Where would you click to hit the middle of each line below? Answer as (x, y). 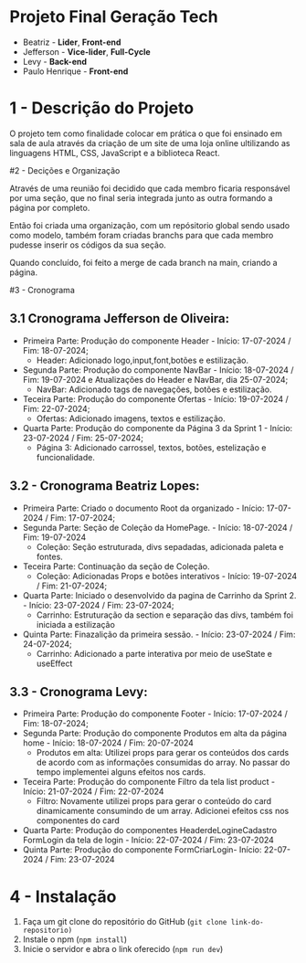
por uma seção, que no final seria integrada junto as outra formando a (141, 197)
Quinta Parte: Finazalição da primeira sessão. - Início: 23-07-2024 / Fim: (159, 634)
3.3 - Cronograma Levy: (79, 692)
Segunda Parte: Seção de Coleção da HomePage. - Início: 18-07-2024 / (158, 527)
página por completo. (50, 207)
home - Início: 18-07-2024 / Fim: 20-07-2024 (108, 743)
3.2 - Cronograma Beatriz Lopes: (105, 486)
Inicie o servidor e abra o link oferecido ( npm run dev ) (123, 949)
